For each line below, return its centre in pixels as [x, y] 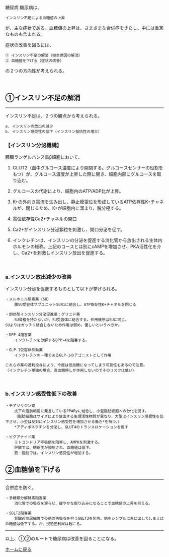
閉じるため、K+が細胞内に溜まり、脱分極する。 [75, 208]
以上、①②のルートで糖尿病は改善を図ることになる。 [62, 538]
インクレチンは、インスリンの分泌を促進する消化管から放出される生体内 [87, 240]
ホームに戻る [18, 549]
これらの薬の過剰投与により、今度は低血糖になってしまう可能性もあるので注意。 [76, 365]
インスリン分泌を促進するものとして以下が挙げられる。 [62, 289]
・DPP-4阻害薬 [18, 335]
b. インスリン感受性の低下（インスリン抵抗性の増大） [54, 132]
